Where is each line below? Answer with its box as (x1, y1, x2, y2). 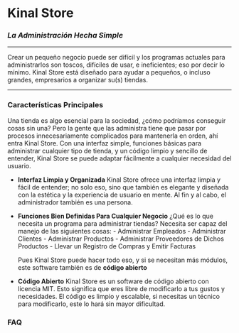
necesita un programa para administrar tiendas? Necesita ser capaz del (17, 219, 228, 228)
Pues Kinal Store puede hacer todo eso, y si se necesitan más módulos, (17, 256, 228, 264)
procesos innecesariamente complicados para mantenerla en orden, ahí (7, 131, 218, 140)
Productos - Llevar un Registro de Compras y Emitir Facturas (17, 241, 196, 250)
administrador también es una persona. (17, 197, 133, 207)
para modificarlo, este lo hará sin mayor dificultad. (17, 300, 166, 308)
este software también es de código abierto (17, 263, 147, 271)
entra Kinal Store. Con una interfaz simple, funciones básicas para (7, 138, 201, 147)
